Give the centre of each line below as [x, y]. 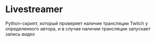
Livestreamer [34, 9]
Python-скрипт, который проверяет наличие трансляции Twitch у [77, 23]
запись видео [20, 34]
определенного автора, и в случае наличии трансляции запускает [78, 28]
